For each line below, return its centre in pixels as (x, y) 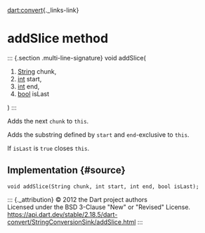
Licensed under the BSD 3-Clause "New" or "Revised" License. (99, 207)
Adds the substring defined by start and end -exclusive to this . (98, 134)
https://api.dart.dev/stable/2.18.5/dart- (62, 214)
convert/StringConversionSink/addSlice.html (72, 222)
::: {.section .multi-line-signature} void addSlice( (77, 58)
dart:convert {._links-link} (43, 10)
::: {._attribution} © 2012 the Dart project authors (77, 199)
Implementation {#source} (67, 170)
